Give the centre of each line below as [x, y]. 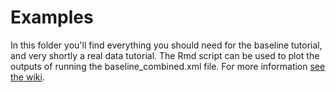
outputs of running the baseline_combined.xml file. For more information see [168, 66]
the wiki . [27, 77]
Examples [52, 17]
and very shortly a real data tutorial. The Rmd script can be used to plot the [165, 55]
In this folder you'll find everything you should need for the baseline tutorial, [166, 45]
